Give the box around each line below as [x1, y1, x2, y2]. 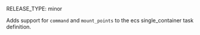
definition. [6, 24, 31, 30]
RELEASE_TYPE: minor [6, 5, 63, 12]
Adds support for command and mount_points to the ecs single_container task [6, 17, 194, 24]
